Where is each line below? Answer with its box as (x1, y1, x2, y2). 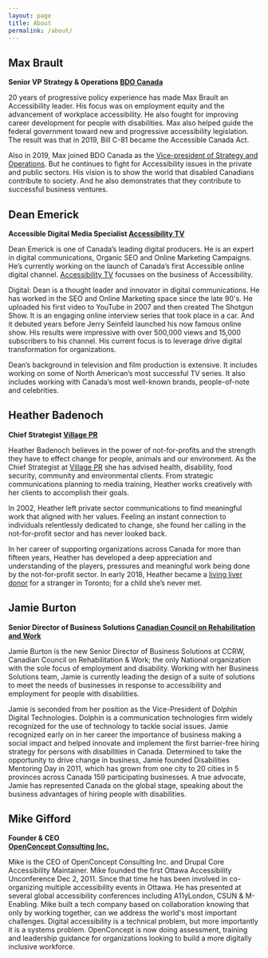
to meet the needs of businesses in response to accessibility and (8, 680, 222, 690)
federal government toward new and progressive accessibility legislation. (8, 127, 249, 137)
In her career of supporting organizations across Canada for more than (8, 544, 242, 553)
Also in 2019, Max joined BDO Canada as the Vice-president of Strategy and (8, 151, 258, 160)
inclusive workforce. (8, 942, 75, 952)
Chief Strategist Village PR (8, 430, 98, 439)
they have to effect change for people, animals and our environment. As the (8, 453, 257, 463)
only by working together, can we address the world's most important (8, 908, 237, 918)
